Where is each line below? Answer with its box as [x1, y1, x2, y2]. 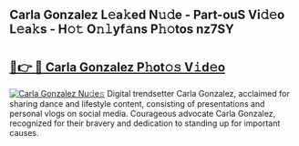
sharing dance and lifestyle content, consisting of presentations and [9, 99, 265, 109]
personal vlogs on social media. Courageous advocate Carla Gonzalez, [9, 109, 276, 119]
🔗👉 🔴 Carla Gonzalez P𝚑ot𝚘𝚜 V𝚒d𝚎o [9, 59, 226, 75]
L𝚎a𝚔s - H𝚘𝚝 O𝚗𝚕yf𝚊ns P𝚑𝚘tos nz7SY [9, 22, 234, 37]
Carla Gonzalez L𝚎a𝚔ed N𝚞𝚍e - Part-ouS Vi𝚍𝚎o [9, 7, 285, 23]
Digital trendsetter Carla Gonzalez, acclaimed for [107, 89, 290, 99]
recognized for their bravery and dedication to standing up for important [9, 118, 281, 129]
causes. [9, 128, 39, 138]
